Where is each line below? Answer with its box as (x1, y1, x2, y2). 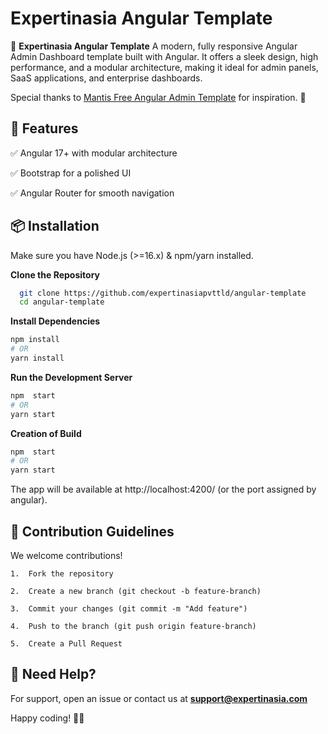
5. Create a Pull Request (10, 639, 123, 649)
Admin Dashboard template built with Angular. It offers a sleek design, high (10, 50, 319, 62)
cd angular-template (19, 297, 105, 307)
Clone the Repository (10, 268, 100, 281)
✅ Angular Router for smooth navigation (10, 187, 175, 199)
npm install (10, 335, 60, 345)
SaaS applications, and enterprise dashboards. (10, 72, 203, 84)
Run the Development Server (10, 371, 133, 383)
